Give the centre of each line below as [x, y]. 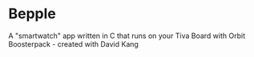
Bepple [32, 14]
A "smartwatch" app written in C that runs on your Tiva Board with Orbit [127, 36]
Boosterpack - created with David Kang [73, 44]
